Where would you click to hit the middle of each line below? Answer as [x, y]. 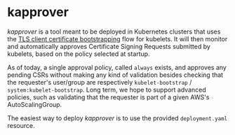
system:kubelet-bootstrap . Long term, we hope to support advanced [107, 90]
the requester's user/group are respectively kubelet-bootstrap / [100, 82]
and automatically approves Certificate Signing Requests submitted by [109, 46]
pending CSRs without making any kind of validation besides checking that [115, 75]
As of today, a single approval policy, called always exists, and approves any [117, 67]
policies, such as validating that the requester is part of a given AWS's [108, 97]
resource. [21, 125]
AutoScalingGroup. [35, 104]
